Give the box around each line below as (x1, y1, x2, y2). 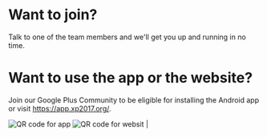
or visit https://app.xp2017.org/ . (8, 103, 111, 113)
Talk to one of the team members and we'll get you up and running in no (8, 32, 246, 42)
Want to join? (8, 6, 98, 24)
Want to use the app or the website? (8, 69, 253, 87)
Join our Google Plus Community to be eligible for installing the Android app (8, 95, 259, 105)
